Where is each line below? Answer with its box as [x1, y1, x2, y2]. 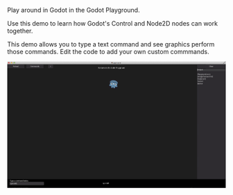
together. [7, 27, 33, 35]
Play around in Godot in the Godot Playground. [7, 6, 140, 14]
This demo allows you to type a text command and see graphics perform [7, 40, 215, 48]
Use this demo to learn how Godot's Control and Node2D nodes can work [7, 19, 218, 27]
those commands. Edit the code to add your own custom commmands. [7, 48, 209, 56]
